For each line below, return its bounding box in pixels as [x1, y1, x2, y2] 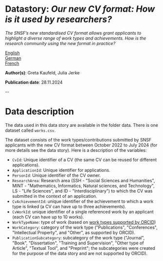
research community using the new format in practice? [5, 40, 116, 46]
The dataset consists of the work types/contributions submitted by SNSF [5, 137, 152, 142]
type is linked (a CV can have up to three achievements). [12, 203, 126, 209]
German [5, 55, 21, 61]
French [5, 60, 20, 66]
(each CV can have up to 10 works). [12, 214, 84, 220]
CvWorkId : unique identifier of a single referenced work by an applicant [12, 209, 154, 214]
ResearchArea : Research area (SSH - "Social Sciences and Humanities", [12, 177, 155, 183]
